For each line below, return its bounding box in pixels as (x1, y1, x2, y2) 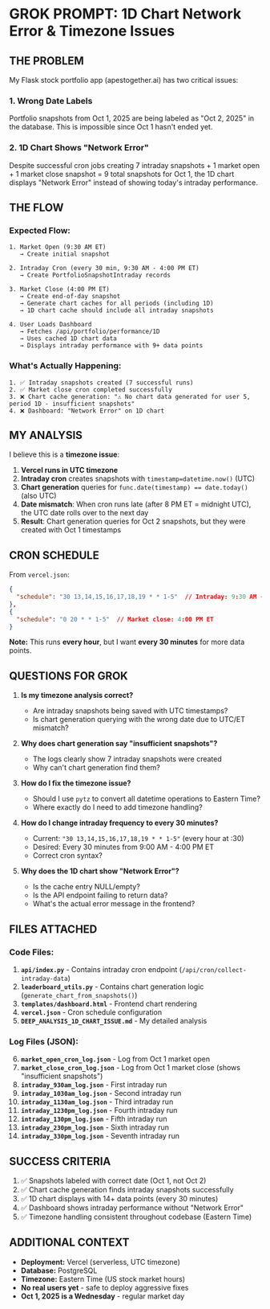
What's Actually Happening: (9, 360, 122, 371)
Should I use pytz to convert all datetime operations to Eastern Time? (32, 794, 261, 804)
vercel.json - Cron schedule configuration (20, 1007, 163, 1017)
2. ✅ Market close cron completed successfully (9, 385, 173, 394)
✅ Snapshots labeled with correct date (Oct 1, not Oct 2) (20, 1176, 207, 1186)
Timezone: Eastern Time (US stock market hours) (20, 1274, 186, 1283)
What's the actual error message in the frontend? (32, 899, 195, 909)
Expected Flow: (9, 224, 71, 236)
